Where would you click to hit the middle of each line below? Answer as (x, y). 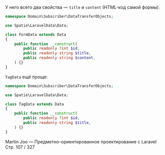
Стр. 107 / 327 (20, 147)
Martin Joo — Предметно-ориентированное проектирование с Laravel (81, 141)
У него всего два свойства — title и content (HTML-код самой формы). (82, 7)
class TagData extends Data (35, 104)
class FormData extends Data (36, 35)
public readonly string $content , (59, 58)
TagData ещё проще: (26, 77)
